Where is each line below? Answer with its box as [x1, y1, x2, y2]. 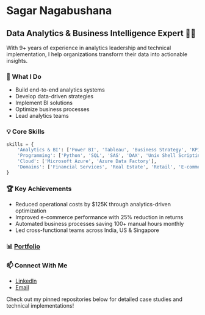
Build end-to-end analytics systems [15, 86, 105, 93]
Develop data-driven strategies [15, 93, 93, 100]
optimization [15, 207, 47, 214]
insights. [6, 57, 28, 64]
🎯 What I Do [6, 72, 41, 81]
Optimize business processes [15, 106, 90, 113]
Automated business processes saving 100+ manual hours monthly [15, 220, 184, 228]
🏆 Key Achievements [6, 184, 72, 193]
